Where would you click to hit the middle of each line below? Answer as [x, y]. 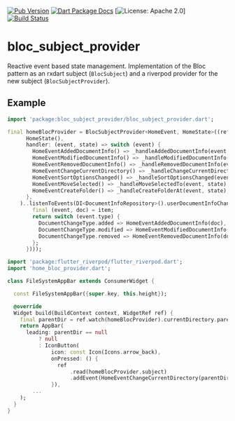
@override [28, 306]
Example [27, 103]
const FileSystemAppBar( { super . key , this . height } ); [91, 294]
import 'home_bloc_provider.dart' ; [59, 269]
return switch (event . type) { [76, 217]
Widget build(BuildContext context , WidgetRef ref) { [93, 313]
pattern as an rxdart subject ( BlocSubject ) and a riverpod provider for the [113, 73]
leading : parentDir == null [67, 333]
